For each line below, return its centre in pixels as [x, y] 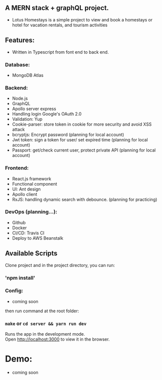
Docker [19, 228]
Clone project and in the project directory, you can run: [60, 265]
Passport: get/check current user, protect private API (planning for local [84, 150]
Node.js [20, 98]
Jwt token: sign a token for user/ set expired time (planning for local [80, 140]
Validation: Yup [27, 119]
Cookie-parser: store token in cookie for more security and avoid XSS [82, 124]
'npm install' [20, 278]
